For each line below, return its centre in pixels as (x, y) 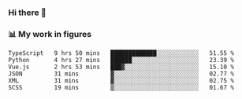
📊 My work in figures (50, 34)
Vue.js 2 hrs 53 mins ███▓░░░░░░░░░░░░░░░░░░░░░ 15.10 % (121, 67)
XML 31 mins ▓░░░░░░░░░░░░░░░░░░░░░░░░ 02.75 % (121, 81)
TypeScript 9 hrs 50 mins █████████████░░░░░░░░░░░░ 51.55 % (121, 53)
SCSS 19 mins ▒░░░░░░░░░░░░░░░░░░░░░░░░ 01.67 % (121, 88)
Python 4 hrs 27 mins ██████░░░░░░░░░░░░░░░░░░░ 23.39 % (121, 60)
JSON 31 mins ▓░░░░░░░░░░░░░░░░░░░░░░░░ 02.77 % (121, 74)
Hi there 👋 (28, 13)
